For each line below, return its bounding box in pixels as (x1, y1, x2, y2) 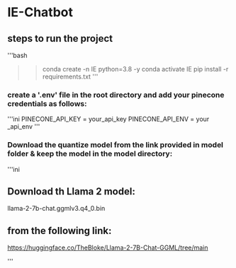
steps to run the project (7, 33, 113, 45)
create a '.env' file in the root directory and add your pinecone (7, 90, 225, 100)
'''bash (7, 51, 28, 59)
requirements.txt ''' (42, 72, 99, 81)
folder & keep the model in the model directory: (7, 149, 173, 159)
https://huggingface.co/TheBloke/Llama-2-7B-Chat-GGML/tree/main (7, 243, 208, 252)
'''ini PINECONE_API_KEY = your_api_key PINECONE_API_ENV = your (7, 115, 210, 124)
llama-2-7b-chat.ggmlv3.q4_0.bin (7, 204, 106, 213)
